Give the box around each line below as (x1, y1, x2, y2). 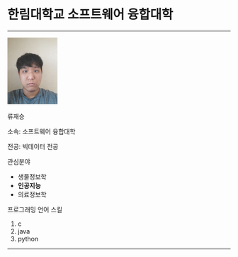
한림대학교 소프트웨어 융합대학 (7, 6, 174, 23)
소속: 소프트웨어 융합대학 (7, 127, 76, 136)
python (17, 234, 39, 243)
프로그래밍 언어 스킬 (7, 205, 62, 214)
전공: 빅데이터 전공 (7, 142, 59, 151)
